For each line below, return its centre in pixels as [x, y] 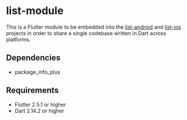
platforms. [19, 39]
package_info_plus [37, 72]
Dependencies [33, 58]
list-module [35, 11]
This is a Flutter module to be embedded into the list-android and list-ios [93, 27]
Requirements [32, 90]
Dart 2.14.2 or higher [39, 111]
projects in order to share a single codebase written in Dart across [86, 33]
